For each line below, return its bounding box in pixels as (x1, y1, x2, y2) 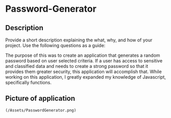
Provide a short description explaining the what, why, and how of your (5, 37, 153, 43)
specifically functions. (5, 80, 52, 85)
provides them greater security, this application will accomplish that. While (5, 68, 162, 75)
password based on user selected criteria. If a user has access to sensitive (5, 58, 163, 64)
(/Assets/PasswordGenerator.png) (5, 108, 77, 113)
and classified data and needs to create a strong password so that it (5, 63, 149, 69)
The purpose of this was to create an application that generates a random (5, 52, 160, 58)
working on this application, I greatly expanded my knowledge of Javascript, (5, 74, 166, 80)
